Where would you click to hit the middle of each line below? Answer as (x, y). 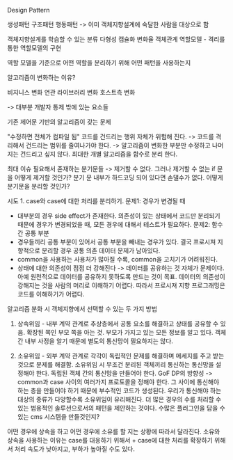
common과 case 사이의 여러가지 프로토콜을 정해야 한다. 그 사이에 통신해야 (118, 382)
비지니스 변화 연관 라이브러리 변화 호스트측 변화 (71, 92)
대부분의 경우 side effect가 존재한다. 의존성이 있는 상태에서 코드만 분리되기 (119, 216)
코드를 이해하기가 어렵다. (51, 294)
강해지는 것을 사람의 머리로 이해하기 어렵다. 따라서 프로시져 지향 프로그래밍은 (121, 285)
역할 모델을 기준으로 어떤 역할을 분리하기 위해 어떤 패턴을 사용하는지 (99, 63)
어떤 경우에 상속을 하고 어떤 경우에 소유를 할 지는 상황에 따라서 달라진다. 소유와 (114, 431)
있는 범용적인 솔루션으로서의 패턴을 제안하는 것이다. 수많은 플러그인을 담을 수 (121, 408)
